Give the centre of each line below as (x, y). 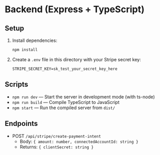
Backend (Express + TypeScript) (75, 9)
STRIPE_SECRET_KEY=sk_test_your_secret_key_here (65, 69)
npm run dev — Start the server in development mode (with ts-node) (83, 97)
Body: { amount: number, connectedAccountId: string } (79, 141)
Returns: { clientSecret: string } (57, 147)
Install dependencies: (35, 40)
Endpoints (21, 124)
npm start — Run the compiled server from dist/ (63, 108)
